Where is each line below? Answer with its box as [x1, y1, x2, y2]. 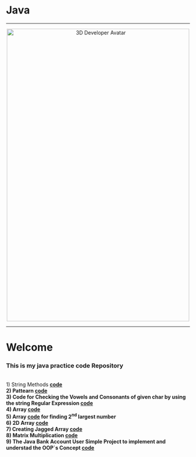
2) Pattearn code [6, 387, 48, 394]
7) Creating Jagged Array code [6, 425, 83, 433]
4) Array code [6, 406, 41, 413]
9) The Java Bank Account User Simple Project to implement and [6, 438, 166, 445]
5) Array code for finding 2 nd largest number [6, 412, 117, 420]
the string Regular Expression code [6, 400, 93, 407]
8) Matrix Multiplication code [6, 432, 78, 439]
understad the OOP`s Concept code [6, 444, 94, 451]
